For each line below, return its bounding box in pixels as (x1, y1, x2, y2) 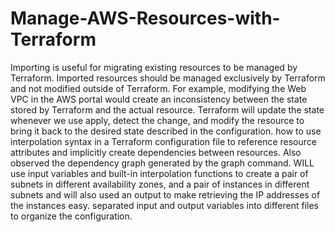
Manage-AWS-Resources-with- (10, 7, 281, 30)
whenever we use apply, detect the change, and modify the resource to (10, 114, 305, 126)
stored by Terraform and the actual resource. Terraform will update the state (10, 103, 325, 116)
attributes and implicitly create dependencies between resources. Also (10, 146, 302, 158)
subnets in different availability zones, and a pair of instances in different (10, 178, 310, 190)
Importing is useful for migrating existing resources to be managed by (10, 61, 298, 73)
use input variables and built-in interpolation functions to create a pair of (10, 167, 309, 179)
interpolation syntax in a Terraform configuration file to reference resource (10, 135, 317, 147)
